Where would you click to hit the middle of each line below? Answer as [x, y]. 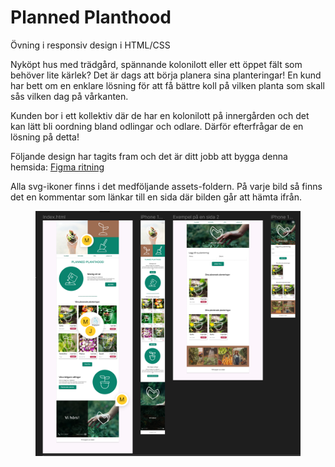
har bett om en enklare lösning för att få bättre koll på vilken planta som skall [167, 85]
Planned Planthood [91, 17]
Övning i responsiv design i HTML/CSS [90, 45]
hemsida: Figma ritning [57, 167]
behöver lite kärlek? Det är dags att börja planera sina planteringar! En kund [166, 75]
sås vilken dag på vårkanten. [69, 96]
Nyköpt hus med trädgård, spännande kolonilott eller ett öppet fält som [156, 64]
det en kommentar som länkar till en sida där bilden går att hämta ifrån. [156, 197]
